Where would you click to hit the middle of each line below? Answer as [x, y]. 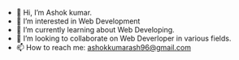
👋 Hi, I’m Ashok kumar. [54, 13]
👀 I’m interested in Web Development [78, 21]
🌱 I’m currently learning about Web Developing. [95, 30]
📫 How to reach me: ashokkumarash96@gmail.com [103, 47]
